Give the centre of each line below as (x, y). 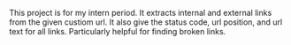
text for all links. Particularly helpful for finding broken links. (118, 31)
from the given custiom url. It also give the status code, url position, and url (146, 22)
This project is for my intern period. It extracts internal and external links (141, 13)
